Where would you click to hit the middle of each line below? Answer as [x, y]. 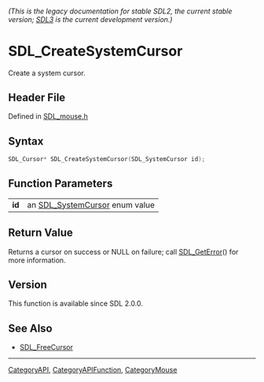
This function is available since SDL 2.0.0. [76, 303]
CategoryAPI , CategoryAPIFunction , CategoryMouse [93, 370]
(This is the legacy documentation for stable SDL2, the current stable [120, 11]
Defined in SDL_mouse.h [48, 116]
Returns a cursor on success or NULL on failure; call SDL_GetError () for [123, 252]
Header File [37, 97]
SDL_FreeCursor [46, 347]
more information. [37, 260]
